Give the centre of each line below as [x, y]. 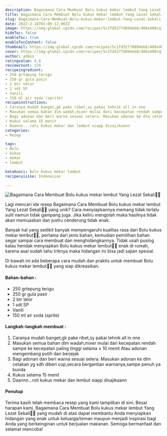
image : [12, 28]
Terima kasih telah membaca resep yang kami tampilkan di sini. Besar [76, 403]
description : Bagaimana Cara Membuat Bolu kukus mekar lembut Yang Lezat [83, 10]
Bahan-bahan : [21, 277]
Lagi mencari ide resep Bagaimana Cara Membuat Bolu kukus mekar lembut [83, 205]
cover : [12, 51]
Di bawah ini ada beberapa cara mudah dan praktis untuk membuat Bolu [79, 261]
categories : [17, 130]
